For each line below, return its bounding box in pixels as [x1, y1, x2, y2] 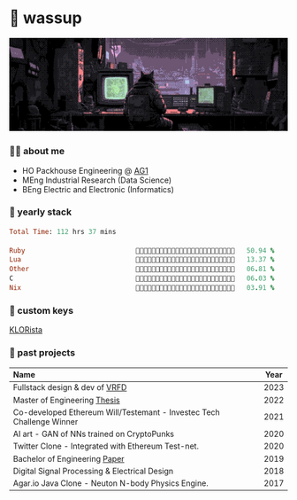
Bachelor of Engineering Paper [12, 453, 126, 464]
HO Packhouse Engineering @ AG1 [21, 165, 148, 176]
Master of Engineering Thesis [12, 395, 121, 405]
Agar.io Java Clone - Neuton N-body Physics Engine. [12, 478, 209, 488]
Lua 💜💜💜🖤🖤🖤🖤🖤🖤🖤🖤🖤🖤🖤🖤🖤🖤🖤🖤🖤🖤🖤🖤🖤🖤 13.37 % [9, 255, 275, 264]
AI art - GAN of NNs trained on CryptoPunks [12, 429, 175, 440]
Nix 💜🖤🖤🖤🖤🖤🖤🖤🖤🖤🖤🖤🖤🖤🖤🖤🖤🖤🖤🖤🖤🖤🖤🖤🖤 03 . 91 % [9, 284, 275, 293]
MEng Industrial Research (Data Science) [21, 175, 172, 185]
